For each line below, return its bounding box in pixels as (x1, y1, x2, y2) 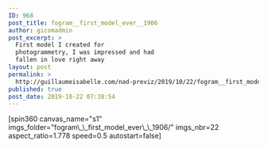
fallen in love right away (15, 56, 105, 64)
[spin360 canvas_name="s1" (8, 114, 103, 123)
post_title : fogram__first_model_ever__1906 (8, 19, 158, 27)
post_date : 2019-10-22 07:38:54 (8, 93, 115, 101)
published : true (8, 85, 62, 93)
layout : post (8, 63, 52, 71)
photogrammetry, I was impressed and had (15, 48, 155, 56)
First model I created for (15, 41, 105, 49)
